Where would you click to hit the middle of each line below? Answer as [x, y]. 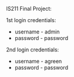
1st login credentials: [31, 20]
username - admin [37, 32]
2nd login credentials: [33, 50]
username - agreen [38, 61]
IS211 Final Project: [29, 9]
